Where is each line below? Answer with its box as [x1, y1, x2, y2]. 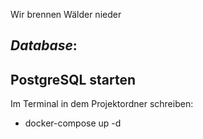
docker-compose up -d [24, 117, 122, 129]
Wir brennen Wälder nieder [10, 9, 122, 20]
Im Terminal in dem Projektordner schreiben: [10, 98, 194, 110]
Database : [10, 37, 78, 54]
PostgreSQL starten [10, 71, 137, 88]
